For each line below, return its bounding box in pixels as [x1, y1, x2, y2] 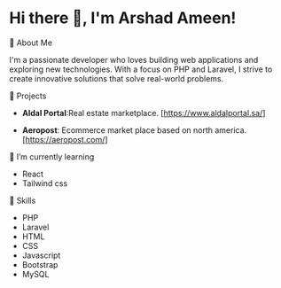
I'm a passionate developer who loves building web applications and [9, 54, 259, 65]
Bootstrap [21, 259, 59, 269]
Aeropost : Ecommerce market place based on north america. [21, 124, 247, 136]
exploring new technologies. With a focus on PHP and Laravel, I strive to [9, 64, 273, 74]
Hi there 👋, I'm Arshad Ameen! [9, 8, 237, 28]
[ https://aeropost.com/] [21, 134, 108, 144]
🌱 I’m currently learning [9, 151, 95, 162]
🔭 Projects [9, 90, 47, 101]
